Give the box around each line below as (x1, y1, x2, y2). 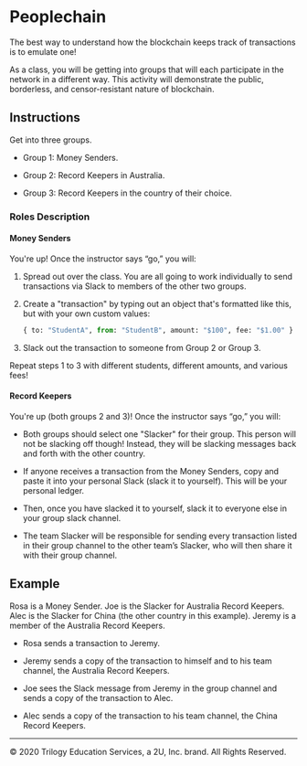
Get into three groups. (9, 134, 93, 145)
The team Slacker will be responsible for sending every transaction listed (22, 530, 297, 541)
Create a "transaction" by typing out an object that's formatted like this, (22, 298, 292, 309)
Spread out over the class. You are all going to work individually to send (22, 271, 292, 282)
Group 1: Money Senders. (22, 152, 119, 163)
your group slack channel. (22, 512, 122, 523)
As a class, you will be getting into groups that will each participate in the (9, 64, 285, 75)
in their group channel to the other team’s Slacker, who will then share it (22, 539, 292, 550)
